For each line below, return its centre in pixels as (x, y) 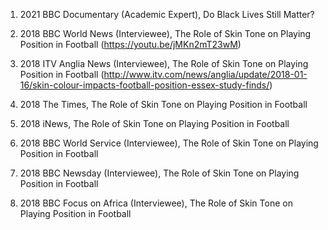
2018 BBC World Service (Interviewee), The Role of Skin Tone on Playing (169, 143)
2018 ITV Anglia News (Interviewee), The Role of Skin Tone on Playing (164, 63)
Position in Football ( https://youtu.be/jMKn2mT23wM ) (130, 44)
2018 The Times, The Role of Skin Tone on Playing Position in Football (163, 104)
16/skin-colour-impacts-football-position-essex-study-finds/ (144, 85)
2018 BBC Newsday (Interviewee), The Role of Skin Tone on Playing (159, 173)
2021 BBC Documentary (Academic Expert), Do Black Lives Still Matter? (167, 14)
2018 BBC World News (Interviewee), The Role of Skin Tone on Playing (165, 33)
